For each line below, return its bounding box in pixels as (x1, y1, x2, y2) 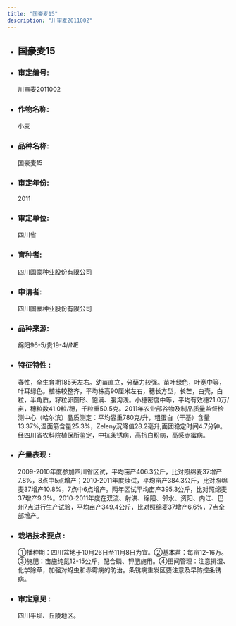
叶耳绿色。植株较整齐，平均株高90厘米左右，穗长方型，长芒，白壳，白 (17, 386, 223, 395)
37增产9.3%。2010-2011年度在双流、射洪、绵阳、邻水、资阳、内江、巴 (17, 493, 224, 502)
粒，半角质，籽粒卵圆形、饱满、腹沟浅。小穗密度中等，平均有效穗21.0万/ (17, 395, 230, 404)
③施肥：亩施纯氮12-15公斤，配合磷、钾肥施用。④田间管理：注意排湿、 (17, 557, 230, 565)
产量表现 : (17, 450, 51, 459)
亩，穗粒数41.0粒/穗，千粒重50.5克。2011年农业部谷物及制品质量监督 (17, 404, 218, 413)
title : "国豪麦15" (7, 10, 58, 18)
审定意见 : (17, 594, 51, 604)
